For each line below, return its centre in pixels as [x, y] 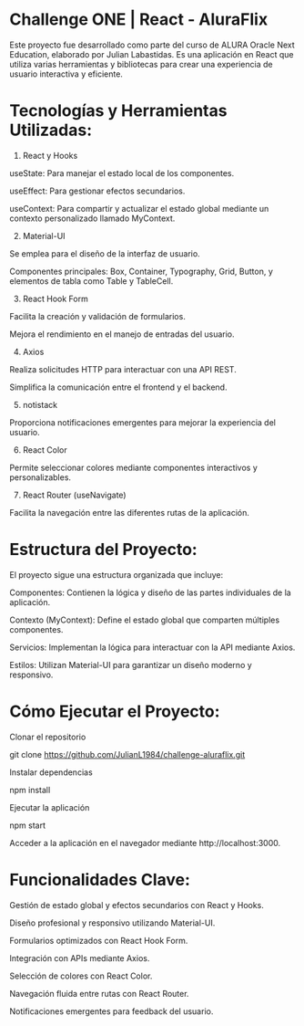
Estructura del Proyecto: [103, 550]
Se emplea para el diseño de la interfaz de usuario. [105, 253]
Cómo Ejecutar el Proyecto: [115, 711]
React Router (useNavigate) [74, 495]
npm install [30, 790]
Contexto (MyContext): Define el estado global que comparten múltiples [145, 620]
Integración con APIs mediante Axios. [80, 958]
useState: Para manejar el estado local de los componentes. [122, 173]
